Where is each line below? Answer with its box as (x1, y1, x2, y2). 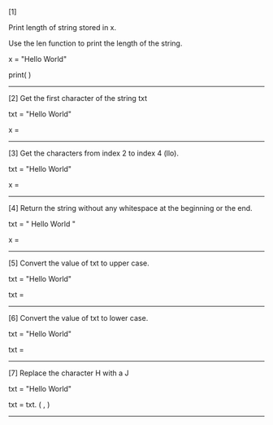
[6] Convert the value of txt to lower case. (8, 313, 149, 322)
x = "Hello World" (8, 55, 67, 64)
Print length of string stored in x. (8, 23, 117, 32)
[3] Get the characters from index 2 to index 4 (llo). (8, 148, 179, 158)
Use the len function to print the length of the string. (8, 38, 183, 48)
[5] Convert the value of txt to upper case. (8, 258, 149, 268)
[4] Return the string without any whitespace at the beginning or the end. (8, 204, 253, 212)
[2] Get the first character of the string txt (8, 94, 148, 103)
